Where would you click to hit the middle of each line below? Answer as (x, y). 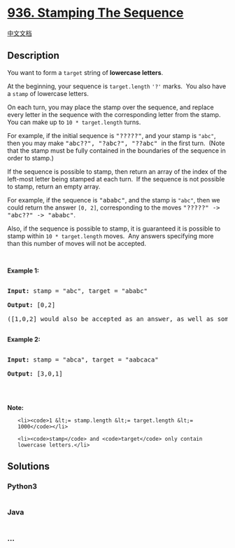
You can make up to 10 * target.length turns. (74, 122)
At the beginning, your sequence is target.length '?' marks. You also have (117, 86)
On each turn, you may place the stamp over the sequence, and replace (111, 107)
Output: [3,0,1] (35, 374)
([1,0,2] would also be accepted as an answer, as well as (111, 319)
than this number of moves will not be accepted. (77, 243)
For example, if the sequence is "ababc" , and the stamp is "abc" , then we (114, 200)
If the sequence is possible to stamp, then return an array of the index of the (117, 171)
